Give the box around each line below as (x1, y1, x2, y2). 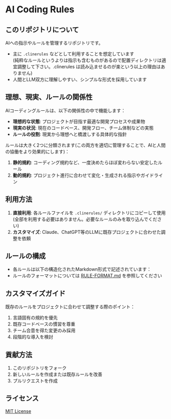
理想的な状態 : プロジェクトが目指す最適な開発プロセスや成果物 (12, 118, 145, 124)
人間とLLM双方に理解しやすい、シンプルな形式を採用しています (12, 76, 147, 83)
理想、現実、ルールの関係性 (5, 93, 93, 102)
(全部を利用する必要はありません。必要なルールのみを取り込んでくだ (12, 216, 157, 222)
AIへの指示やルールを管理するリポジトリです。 (5, 40, 104, 46)
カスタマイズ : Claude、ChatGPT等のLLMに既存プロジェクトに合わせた (12, 229, 161, 235)
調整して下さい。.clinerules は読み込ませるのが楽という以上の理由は (17, 64, 161, 70)
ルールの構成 (5, 252, 46, 261)
